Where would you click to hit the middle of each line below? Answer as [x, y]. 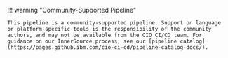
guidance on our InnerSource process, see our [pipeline [92, 41]
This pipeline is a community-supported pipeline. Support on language [114, 23]
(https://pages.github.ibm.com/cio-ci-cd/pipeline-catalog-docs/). [108, 48]
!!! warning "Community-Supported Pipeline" [72, 10]
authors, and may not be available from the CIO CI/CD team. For [105, 35]
